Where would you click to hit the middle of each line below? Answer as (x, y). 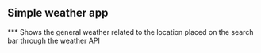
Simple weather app (58, 13)
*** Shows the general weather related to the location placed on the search (130, 32)
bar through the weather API (54, 40)
